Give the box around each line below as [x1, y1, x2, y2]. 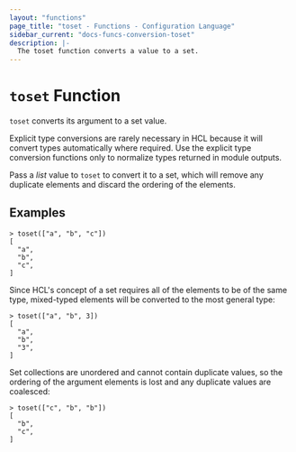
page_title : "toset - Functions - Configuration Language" [9, 22, 236, 31]
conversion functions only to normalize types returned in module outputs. [9, 152, 282, 163]
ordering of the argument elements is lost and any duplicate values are [9, 376, 272, 387]
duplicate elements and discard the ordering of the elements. [9, 180, 236, 190]
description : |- [9, 38, 70, 48]
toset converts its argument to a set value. [9, 115, 167, 126]
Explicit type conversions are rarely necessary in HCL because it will [9, 133, 264, 144]
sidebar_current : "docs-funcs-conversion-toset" [9, 30, 195, 39]
